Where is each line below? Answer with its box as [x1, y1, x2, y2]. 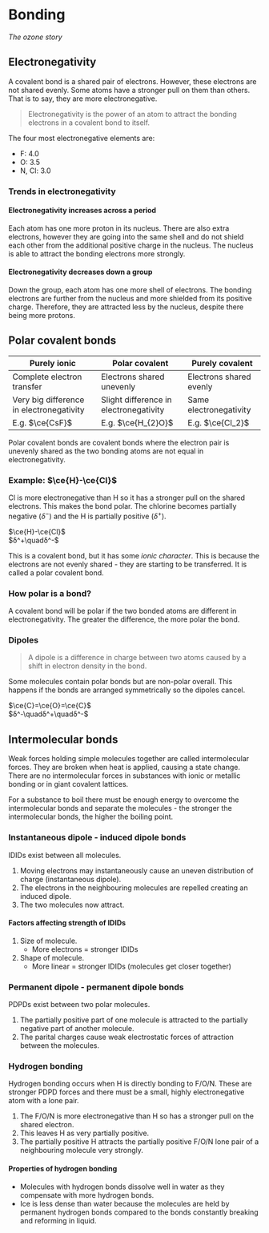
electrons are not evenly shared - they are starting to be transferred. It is [8, 559, 247, 569]
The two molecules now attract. [19, 900, 125, 909]
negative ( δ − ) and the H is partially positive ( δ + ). [8, 510, 167, 521]
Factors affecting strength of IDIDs [8, 918, 126, 928]
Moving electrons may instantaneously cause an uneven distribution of [19, 865, 254, 875]
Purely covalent [191, 357, 254, 369]
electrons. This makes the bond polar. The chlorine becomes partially [8, 502, 237, 511]
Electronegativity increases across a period [8, 206, 157, 216]
